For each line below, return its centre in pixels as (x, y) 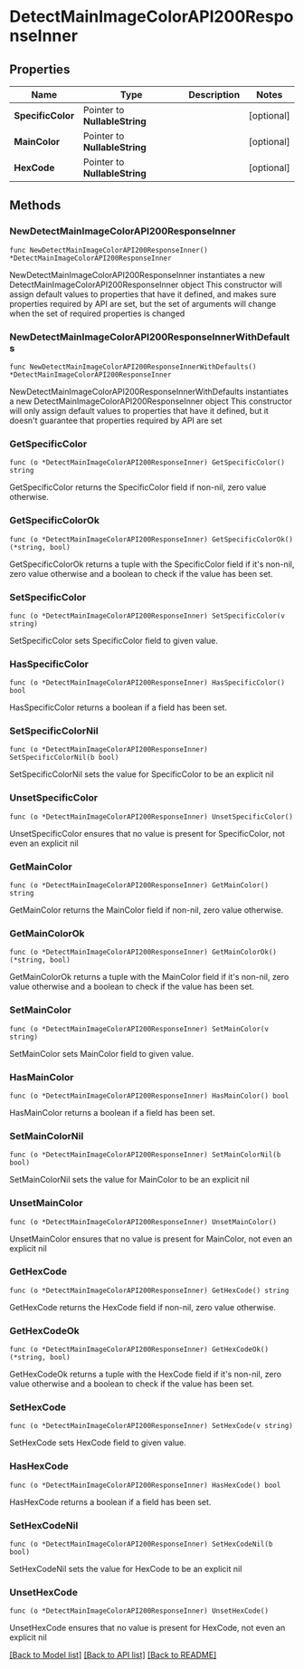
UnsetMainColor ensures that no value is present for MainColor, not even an (151, 1239)
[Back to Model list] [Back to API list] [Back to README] (113, 1655)
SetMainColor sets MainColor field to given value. (102, 1053)
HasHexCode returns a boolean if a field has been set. (110, 1501)
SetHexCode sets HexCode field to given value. (98, 1443)
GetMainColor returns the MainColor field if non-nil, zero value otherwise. (147, 910)
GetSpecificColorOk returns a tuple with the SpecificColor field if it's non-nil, (152, 564)
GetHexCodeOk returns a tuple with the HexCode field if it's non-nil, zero (146, 1375)
